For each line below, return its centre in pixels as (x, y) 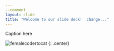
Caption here (19, 34)
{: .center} (59, 43)
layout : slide (20, 15)
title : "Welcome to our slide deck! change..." (57, 19)
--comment (16, 10)
